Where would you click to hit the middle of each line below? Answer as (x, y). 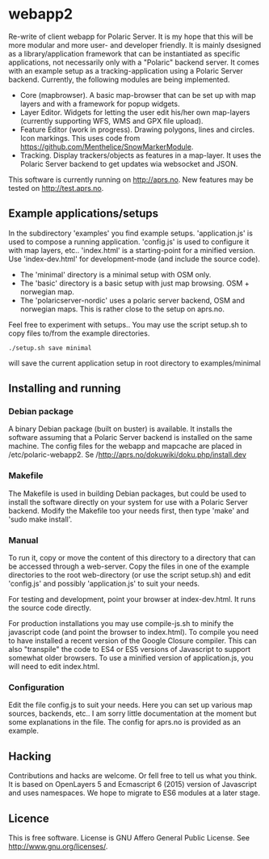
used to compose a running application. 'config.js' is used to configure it (129, 241)
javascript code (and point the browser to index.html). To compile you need (133, 633)
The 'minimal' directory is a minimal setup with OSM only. (116, 274)
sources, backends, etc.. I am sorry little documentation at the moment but (132, 713)
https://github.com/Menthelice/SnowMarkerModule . (107, 146)
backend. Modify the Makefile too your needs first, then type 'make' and (128, 510)
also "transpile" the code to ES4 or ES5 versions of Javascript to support (130, 650)
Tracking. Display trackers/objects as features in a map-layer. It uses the (141, 155)
